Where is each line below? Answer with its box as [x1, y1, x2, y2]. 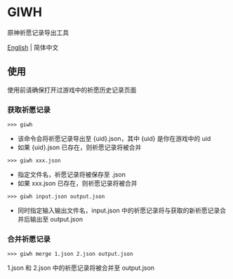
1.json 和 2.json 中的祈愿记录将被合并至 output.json [7, 264, 155, 272]
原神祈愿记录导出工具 [7, 28, 69, 36]
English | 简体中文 [7, 43, 59, 51]
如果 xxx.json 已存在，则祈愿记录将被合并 [17, 179, 138, 188]
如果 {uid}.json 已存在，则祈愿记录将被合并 [17, 143, 142, 151]
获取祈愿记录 [7, 104, 51, 114]
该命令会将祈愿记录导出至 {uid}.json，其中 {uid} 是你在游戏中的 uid [17, 135, 211, 143]
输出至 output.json [29, 215, 83, 224]
